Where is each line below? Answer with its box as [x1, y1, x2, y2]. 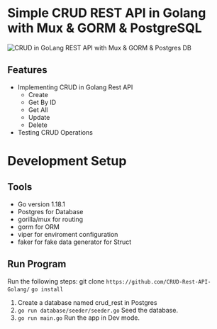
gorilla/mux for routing [17, 215, 84, 223]
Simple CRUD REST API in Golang [7, 5, 206, 21]
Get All [28, 105, 48, 114]
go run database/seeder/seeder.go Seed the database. [17, 306, 179, 314]
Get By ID [28, 98, 57, 106]
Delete [28, 121, 48, 129]
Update [28, 113, 50, 121]
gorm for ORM [17, 222, 60, 231]
